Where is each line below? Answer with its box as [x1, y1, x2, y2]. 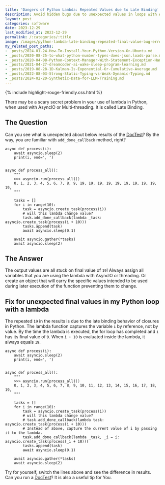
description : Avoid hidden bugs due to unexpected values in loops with [5, 12, 157, 17]
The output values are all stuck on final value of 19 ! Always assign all [5, 267, 144, 273]
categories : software [5, 21, 50, 26]
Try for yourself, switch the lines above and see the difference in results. [5, 469, 151, 475]
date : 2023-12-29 [5, 26, 41, 31]
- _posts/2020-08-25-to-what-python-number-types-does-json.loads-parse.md [5, 53, 164, 58]
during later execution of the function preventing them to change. [5, 283, 137, 289]
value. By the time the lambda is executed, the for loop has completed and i [5, 328, 159, 335]
